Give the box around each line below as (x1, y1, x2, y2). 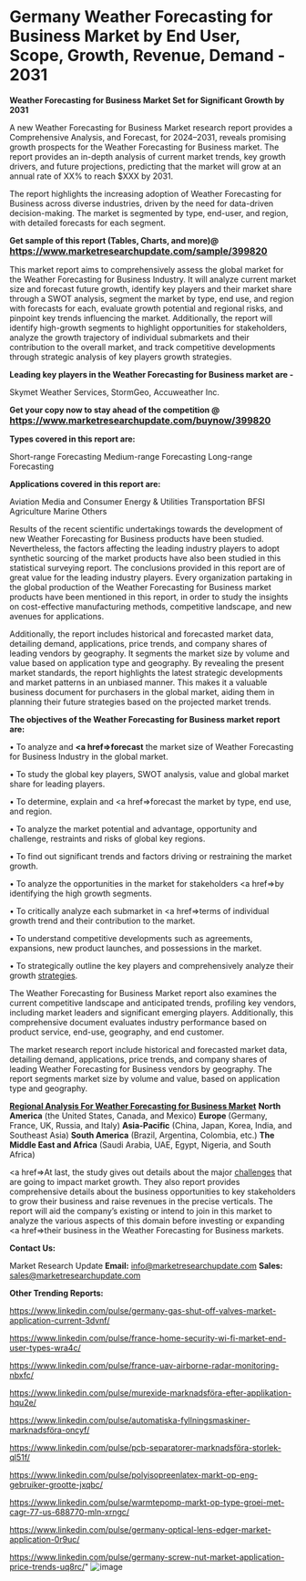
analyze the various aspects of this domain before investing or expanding (9, 1215, 285, 1226)
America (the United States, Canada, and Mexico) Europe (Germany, (9, 1110, 268, 1121)
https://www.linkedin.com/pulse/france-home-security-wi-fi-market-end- (9, 1332, 287, 1343)
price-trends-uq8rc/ (9, 1561, 86, 1572)
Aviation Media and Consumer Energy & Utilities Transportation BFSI (9, 495, 266, 507)
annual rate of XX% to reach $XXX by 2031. (9, 171, 174, 182)
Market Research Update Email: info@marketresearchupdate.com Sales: (9, 1260, 283, 1271)
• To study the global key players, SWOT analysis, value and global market (9, 768, 290, 779)
